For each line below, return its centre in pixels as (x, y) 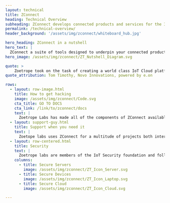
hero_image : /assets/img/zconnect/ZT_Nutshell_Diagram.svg (69, 57)
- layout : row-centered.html (40, 141)
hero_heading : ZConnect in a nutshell (46, 43)
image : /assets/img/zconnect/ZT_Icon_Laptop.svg (76, 179)
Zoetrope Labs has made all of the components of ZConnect (82, 118)
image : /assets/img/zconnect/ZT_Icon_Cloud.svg (74, 188)
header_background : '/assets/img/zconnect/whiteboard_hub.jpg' (73, 33)
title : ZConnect (22, 15)
